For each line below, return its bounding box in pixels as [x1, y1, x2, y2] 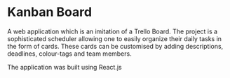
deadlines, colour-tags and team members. [7, 49, 132, 58]
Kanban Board [7, 4, 93, 20]
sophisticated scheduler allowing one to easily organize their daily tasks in [7, 34, 222, 42]
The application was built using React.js [7, 63, 122, 71]
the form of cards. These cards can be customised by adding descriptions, [7, 42, 224, 50]
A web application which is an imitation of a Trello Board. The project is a [7, 27, 218, 36]
